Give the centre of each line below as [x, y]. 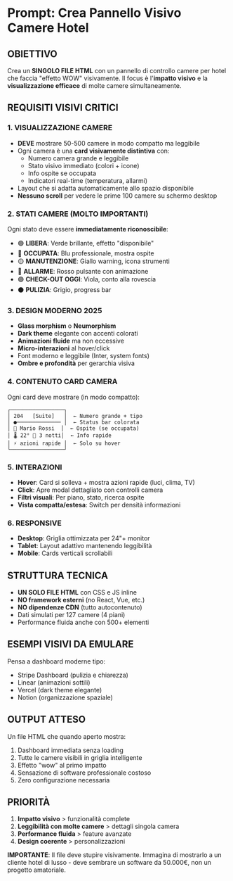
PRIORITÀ [29, 802]
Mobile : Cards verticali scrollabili [65, 553]
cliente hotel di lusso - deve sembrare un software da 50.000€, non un [109, 863]
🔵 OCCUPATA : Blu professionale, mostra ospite [86, 253]
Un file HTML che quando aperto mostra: [67, 736]
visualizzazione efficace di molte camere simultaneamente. [94, 85]
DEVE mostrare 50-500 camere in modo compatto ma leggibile [108, 143]
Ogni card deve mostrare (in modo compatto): [74, 397]
